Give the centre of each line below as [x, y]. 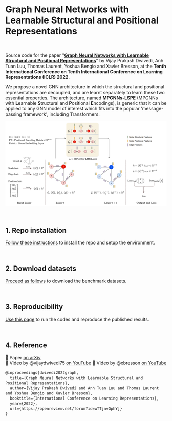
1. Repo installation [36, 230]
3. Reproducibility [34, 307]
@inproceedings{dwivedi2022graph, [42, 373]
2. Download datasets [41, 269]
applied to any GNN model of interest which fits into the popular [72, 108]
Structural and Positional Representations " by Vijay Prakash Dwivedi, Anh [84, 60]
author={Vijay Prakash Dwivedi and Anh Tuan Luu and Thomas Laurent [84, 388]
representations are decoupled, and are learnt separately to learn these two [85, 92]
